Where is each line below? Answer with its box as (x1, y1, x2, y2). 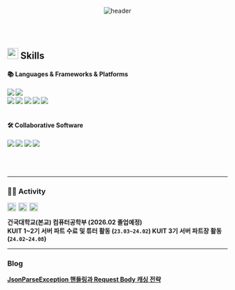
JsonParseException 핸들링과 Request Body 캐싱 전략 (7, 275, 162, 284)
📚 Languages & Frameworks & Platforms (7, 70, 129, 78)
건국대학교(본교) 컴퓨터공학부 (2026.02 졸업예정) (7, 218, 143, 226)
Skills (20, 50, 45, 62)
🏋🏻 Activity (7, 186, 46, 196)
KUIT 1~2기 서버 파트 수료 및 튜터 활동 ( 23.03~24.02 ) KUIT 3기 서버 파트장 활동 (7, 227, 222, 235)
